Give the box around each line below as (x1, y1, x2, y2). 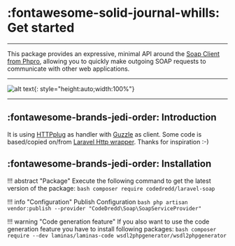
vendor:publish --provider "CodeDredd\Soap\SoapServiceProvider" (7, 205, 201, 212)
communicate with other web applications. (7, 64, 130, 73)
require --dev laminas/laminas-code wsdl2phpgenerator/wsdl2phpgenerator (7, 232, 227, 239)
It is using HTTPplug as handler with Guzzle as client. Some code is (7, 130, 202, 138)
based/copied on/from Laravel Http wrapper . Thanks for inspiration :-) (7, 137, 209, 146)
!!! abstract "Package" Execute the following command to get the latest (7, 177, 211, 185)
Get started (7, 20, 75, 36)
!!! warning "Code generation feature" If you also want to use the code (7, 217, 210, 226)
